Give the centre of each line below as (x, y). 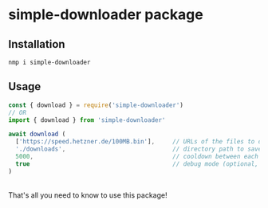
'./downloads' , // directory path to (130, 149)
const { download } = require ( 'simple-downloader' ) (96, 105)
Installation (37, 44)
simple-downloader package (106, 15)
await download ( (37, 134)
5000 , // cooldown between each (137, 157)
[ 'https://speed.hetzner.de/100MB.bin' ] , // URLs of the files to (135, 142)
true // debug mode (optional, (137, 164)
